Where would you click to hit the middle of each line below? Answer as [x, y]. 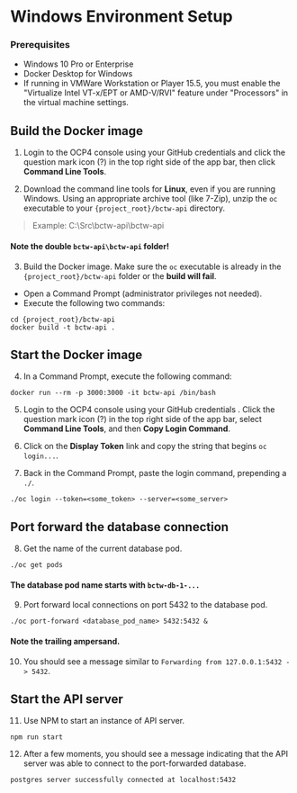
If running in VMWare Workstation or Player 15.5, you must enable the [152, 84]
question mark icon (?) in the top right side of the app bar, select [142, 419]
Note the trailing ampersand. [65, 641]
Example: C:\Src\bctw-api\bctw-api [98, 226]
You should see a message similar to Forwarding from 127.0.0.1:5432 [153, 661]
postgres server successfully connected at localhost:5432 [123, 780]
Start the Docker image [76, 354]
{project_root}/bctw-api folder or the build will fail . [120, 275]
